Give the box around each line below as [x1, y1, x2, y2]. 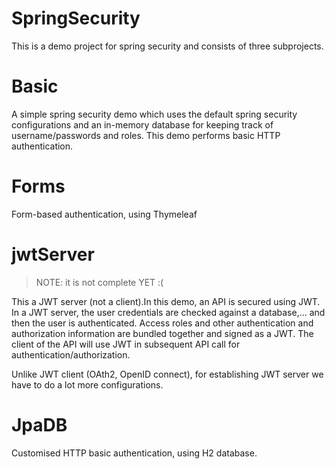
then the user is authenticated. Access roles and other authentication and [11, 317, 314, 329]
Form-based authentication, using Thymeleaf [11, 208, 198, 220]
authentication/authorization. [11, 348, 131, 361]
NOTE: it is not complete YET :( [35, 276, 164, 288]
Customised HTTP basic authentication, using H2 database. [11, 447, 258, 459]
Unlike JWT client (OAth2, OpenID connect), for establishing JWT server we [11, 368, 324, 380]
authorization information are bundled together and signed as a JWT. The [11, 327, 314, 339]
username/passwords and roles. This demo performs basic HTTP [11, 129, 281, 141]
